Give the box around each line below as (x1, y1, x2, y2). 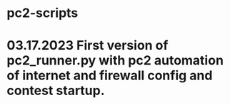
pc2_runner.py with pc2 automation (6, 52, 224, 69)
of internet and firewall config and (6, 67, 213, 84)
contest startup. (6, 83, 105, 99)
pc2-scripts (6, 5, 79, 21)
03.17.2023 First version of (6, 38, 169, 54)
